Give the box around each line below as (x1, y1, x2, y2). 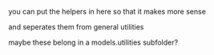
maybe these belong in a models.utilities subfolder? (8, 37, 179, 47)
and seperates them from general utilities (8, 22, 144, 31)
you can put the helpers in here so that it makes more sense (8, 7, 207, 16)
